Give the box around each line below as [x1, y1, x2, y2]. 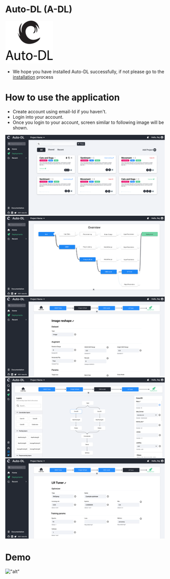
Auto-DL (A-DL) [5, 4, 72, 15]
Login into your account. [12, 114, 64, 120]
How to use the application [5, 92, 120, 104]
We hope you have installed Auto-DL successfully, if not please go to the [12, 69, 164, 75]
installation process [12, 74, 54, 80]
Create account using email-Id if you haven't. [12, 109, 107, 115]
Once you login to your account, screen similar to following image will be [12, 119, 164, 125]
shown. [12, 125, 28, 131]
